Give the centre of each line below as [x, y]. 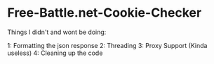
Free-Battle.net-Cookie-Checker [105, 13]
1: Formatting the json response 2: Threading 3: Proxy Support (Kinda [107, 45]
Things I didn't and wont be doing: [57, 32]
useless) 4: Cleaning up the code [55, 53]
